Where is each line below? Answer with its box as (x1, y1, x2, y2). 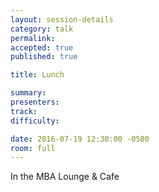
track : (10, 106, 38, 116)
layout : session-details (10, 14, 114, 25)
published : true (10, 52, 78, 62)
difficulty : (10, 116, 60, 126)
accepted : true (10, 42, 74, 53)
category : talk (10, 24, 74, 34)
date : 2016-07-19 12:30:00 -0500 (10, 134, 150, 144)
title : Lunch (10, 70, 65, 80)
